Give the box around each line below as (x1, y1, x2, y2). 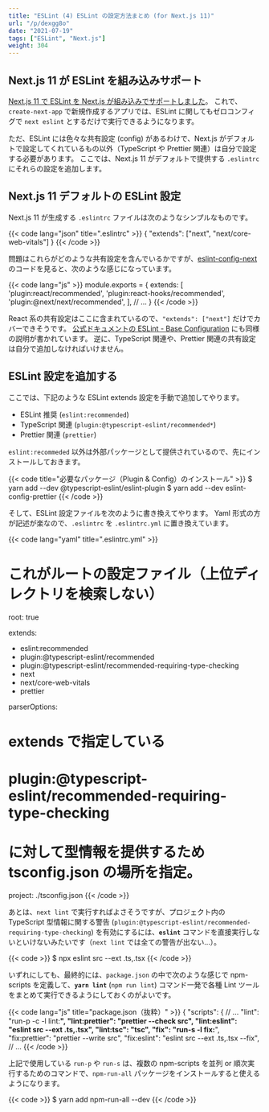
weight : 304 (8, 42, 48, 50)
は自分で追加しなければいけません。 (8, 344, 128, 353)
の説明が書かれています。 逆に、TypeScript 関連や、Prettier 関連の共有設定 (8, 333, 256, 343)
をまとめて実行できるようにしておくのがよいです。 (8, 990, 176, 999)
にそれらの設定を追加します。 (8, 163, 107, 173)
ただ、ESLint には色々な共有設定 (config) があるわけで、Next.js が (8, 134, 227, 143)
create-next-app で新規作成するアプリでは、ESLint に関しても (8, 106, 214, 116)
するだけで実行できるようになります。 (72, 116, 199, 126)
